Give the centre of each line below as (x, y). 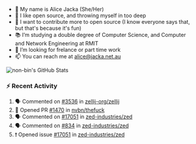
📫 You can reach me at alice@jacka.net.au (68, 56)
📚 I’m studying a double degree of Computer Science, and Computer (100, 35)
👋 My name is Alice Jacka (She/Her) (59, 9)
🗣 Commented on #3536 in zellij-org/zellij (67, 102)
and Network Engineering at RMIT (56, 43)
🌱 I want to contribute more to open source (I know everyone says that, (102, 22)
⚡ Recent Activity (32, 86)
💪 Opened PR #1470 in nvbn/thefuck (59, 110)
